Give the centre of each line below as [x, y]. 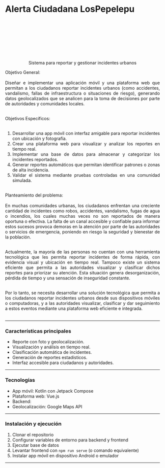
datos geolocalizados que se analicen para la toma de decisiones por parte [82, 98]
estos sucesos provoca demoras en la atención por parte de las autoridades [82, 226]
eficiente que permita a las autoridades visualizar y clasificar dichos [82, 267]
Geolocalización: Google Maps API [47, 406]
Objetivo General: [23, 72]
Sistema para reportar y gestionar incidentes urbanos [82, 63]
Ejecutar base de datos [36, 445]
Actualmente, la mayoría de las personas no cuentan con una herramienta [82, 252]
